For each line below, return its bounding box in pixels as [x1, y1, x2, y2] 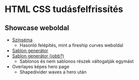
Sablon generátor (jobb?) [12, 53, 64, 59]
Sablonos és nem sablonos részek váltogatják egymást [19, 58, 134, 64]
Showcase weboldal [5, 24, 69, 32]
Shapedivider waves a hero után [19, 69, 87, 75]
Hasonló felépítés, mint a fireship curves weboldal [19, 42, 124, 48]
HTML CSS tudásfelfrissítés [5, 4, 123, 15]
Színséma [12, 37, 33, 43]
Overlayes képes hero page [12, 64, 69, 69]
